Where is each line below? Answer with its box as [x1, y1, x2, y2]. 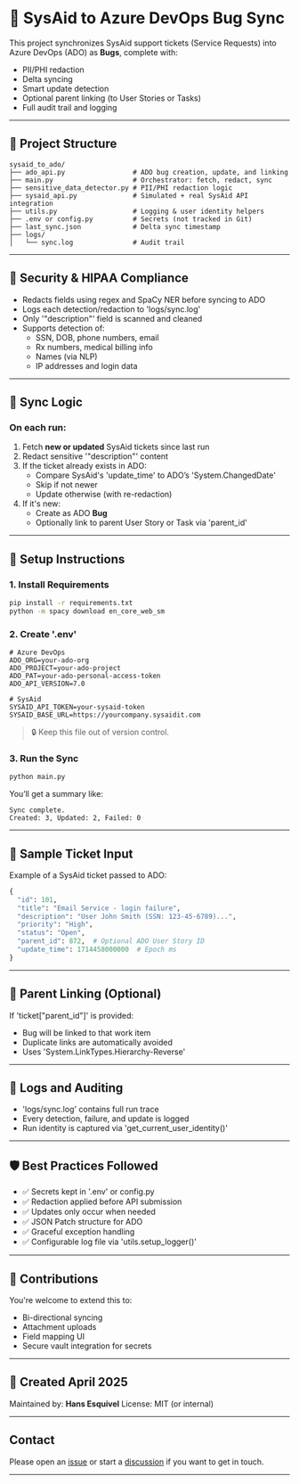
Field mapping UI [21, 1332, 85, 1342]
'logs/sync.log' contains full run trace [21, 1104, 159, 1115]
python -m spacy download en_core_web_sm [9, 606, 166, 616]
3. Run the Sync [9, 752, 79, 765]
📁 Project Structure [9, 136, 117, 152]
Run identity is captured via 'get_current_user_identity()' [21, 1123, 229, 1134]
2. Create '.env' [9, 627, 77, 640]
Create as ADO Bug [35, 508, 108, 519]
